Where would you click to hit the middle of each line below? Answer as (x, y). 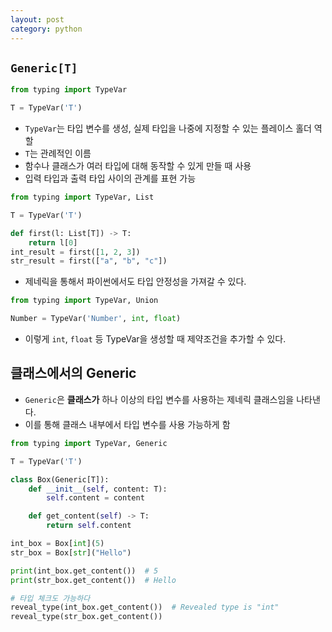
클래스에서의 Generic (73, 373)
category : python (46, 29)
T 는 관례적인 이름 (58, 153)
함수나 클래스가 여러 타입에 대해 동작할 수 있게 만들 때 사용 (138, 166)
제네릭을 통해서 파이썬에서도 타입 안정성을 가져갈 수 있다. (135, 282)
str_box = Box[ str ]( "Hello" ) (71, 552)
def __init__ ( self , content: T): (98, 489)
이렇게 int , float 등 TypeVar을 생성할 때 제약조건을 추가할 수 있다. (155, 339)
